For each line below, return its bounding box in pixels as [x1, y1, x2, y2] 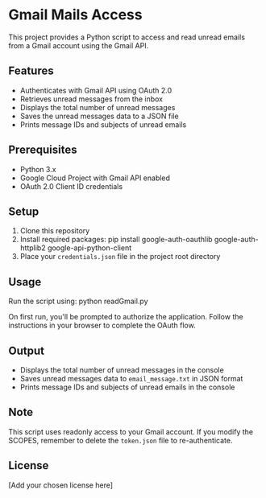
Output [8, 344, 44, 357]
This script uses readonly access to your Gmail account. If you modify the [8, 426, 254, 436]
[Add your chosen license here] [8, 480, 114, 490]
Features [8, 64, 54, 78]
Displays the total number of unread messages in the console [19, 365, 224, 375]
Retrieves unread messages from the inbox [19, 94, 164, 104]
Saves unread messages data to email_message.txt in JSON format [19, 374, 243, 383]
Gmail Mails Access [8, 6, 143, 24]
